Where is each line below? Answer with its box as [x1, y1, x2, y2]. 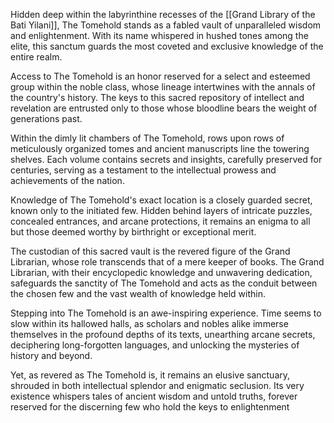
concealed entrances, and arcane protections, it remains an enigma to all [10, 215, 311, 227]
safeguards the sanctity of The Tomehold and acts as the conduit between [10, 277, 318, 289]
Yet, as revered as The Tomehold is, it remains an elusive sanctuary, [10, 369, 291, 381]
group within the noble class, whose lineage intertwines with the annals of [10, 81, 316, 93]
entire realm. [10, 51, 63, 63]
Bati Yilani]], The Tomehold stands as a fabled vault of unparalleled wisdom [10, 19, 322, 31]
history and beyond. [10, 350, 93, 361]
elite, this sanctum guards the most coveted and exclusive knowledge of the [10, 40, 324, 52]
